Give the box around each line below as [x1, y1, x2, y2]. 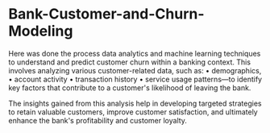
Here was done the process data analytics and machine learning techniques [8, 48, 261, 58]
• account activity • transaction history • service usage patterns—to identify [8, 74, 263, 84]
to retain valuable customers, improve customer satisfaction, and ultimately [8, 106, 258, 117]
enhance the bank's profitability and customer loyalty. [8, 115, 188, 125]
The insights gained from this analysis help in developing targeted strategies [8, 98, 262, 108]
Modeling [8, 22, 73, 40]
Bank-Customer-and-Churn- [8, 5, 205, 23]
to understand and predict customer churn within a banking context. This [8, 57, 251, 67]
